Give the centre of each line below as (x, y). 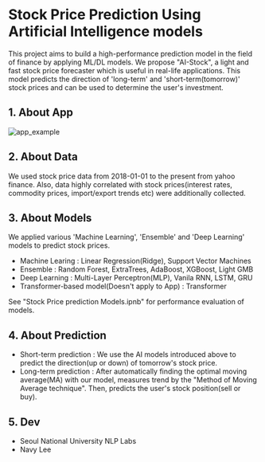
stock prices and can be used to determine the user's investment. (116, 87)
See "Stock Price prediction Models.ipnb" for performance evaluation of (126, 302)
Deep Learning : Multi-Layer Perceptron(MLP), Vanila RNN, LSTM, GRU (136, 278)
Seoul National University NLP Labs (78, 441)
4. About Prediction (58, 335)
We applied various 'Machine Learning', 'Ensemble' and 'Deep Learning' (127, 237)
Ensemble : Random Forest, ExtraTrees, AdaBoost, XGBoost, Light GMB (136, 269)
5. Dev (24, 422)
